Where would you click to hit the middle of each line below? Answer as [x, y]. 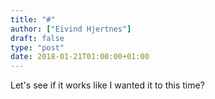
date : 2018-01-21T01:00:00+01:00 [80, 57]
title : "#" [33, 19]
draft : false [37, 38]
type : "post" [37, 47]
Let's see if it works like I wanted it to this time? [107, 85]
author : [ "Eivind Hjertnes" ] [71, 29]
